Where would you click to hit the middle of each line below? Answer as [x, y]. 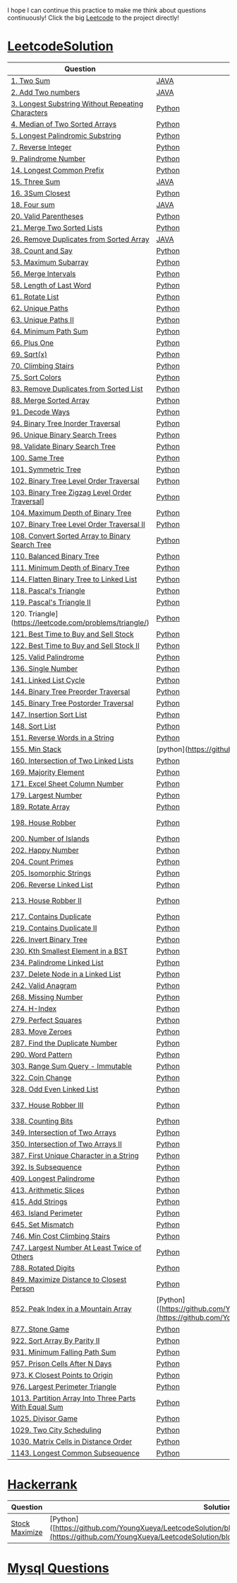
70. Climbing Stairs [42, 365]
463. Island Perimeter [47, 1213]
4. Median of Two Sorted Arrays [64, 124]
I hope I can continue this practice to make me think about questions [107, 10]
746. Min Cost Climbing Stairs [61, 1236]
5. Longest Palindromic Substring [66, 135]
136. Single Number [44, 669]
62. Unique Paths [39, 308]
